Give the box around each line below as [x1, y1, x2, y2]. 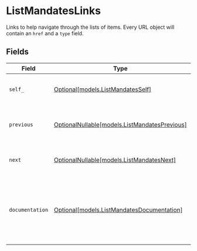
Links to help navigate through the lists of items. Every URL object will [6, 24, 175, 31]
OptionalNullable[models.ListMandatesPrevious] [53, 121, 188, 129]
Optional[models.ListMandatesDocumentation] [53, 206, 183, 214]
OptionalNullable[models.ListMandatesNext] [53, 156, 176, 164]
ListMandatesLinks [6, 4, 101, 18]
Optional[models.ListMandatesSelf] [53, 85, 151, 93]
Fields [6, 47, 29, 57]
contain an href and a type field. [6, 29, 84, 36]
